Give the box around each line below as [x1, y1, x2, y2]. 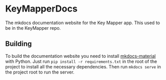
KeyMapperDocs [5, 3, 77, 15]
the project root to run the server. [5, 69, 75, 75]
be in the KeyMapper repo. [5, 25, 61, 31]
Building [5, 40, 32, 48]
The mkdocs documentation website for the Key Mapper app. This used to [5, 20, 160, 26]
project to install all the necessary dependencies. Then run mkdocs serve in [5, 63, 161, 69]
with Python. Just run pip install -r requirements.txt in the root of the [5, 58, 157, 64]
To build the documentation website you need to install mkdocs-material [5, 53, 156, 59]
